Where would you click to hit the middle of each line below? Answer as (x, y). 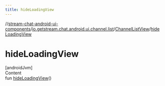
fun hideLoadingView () (28, 78)
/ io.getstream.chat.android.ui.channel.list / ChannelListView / (91, 29)
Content (13, 73)
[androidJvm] (19, 67)
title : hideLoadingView (30, 10)
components (18, 29)
